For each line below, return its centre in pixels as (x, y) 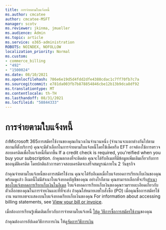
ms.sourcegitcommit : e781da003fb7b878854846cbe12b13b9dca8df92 (72, 84)
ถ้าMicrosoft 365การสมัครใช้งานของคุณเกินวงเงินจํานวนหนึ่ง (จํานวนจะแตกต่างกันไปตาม (80, 141)
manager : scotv (21, 24)
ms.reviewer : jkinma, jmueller (38, 28)
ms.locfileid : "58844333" (32, 103)
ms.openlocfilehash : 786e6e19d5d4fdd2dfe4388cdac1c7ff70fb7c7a (72, 79)
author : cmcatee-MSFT (28, 19)
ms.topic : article (24, 38)
